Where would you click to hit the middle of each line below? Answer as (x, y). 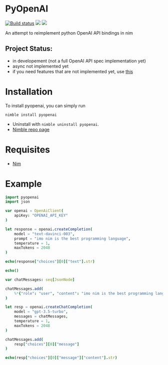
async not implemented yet (40, 66)
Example (23, 184)
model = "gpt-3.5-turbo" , (41, 312)
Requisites (28, 150)
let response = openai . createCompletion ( (49, 229)
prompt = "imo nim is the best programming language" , (72, 239)
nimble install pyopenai (31, 115)
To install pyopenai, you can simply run (45, 105)
